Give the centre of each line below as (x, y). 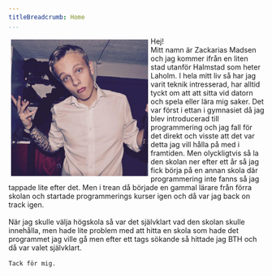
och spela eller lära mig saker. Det (207, 101)
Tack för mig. (32, 263)
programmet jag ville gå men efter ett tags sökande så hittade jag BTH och (133, 239)
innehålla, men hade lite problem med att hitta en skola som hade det (124, 230)
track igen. (26, 204)
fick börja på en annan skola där (204, 170)
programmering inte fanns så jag (205, 179)
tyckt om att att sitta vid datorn (202, 92)
